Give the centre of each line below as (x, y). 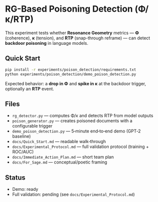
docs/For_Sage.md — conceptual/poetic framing (59, 162)
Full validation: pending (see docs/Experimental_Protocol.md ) (73, 194)
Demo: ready (25, 189)
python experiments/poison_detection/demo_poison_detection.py (71, 74)
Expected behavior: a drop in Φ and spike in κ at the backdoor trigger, (76, 83)
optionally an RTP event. (30, 89)
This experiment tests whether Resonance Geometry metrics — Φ (72, 33)
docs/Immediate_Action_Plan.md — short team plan (63, 157)
